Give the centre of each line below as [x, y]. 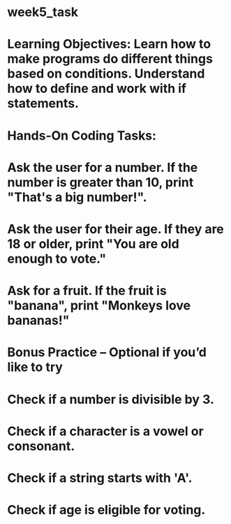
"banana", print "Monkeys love [99, 306]
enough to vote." [57, 259]
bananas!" [38, 320]
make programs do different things [110, 59]
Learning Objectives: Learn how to [109, 44]
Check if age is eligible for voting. [106, 510]
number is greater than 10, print [100, 182]
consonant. [41, 446]
